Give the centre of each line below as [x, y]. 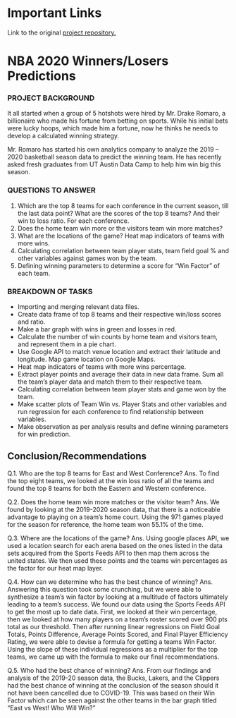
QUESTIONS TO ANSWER [52, 190]
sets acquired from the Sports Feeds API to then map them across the [108, 553]
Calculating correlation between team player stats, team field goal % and [123, 250]
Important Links [55, 13]
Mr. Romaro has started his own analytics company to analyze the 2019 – [113, 150]
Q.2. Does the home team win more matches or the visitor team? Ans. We [113, 501]
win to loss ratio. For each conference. [73, 221]
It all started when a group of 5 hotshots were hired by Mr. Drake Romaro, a [117, 114]
